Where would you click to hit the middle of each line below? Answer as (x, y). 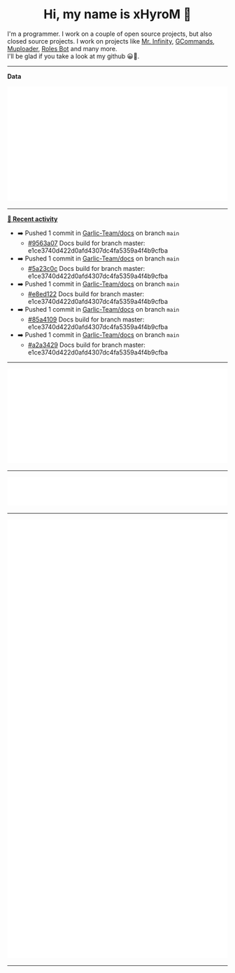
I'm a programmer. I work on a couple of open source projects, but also (110, 34)
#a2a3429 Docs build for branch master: (86, 345)
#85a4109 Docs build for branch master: (86, 319)
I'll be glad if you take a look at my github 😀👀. (73, 56)
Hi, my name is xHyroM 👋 (117, 14)
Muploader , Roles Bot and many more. (62, 48)
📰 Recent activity (33, 219)
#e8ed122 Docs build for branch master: (86, 294)
